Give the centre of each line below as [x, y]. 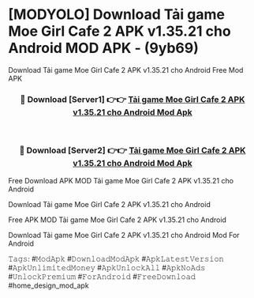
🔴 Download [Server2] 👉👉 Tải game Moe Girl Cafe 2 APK [133, 150]
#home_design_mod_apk [49, 285]
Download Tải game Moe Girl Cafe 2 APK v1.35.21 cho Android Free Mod [126, 70]
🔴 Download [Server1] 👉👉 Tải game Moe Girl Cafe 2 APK [133, 99]
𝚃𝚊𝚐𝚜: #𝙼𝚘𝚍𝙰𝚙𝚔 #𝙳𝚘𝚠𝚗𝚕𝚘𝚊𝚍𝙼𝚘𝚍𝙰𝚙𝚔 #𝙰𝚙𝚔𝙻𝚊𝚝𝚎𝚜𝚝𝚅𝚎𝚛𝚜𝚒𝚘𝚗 [116, 258]
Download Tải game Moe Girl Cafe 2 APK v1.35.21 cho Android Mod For [124, 235]
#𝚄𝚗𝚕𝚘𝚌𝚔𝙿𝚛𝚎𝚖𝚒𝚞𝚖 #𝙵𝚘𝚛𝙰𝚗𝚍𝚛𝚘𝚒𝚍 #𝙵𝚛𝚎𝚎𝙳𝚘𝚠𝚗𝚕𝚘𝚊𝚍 [102, 276]
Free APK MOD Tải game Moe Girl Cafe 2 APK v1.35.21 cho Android [118, 220]
